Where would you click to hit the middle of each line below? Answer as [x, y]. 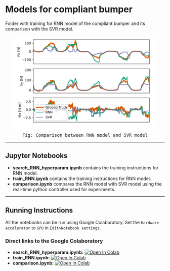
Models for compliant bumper [69, 9]
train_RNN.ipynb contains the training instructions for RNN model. [82, 178]
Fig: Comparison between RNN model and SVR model [85, 135]
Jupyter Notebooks [36, 156]
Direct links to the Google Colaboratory [54, 241]
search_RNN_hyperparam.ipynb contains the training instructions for [86, 168]
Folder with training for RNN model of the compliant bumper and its [75, 23]
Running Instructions [39, 210]
